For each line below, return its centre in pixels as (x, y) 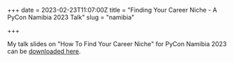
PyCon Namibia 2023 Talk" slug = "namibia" (71, 17)
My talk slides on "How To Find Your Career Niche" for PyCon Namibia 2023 (117, 44)
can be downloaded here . (44, 51)
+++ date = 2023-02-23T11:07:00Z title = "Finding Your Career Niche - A (112, 10)
